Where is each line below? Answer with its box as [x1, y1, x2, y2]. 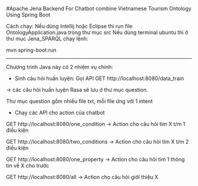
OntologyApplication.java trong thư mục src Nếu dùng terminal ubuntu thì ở [6, 29, 189, 36]
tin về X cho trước [6, 162, 49, 169]
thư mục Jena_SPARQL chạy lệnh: [6, 35, 88, 42]
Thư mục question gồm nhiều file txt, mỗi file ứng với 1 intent [6, 98, 153, 105]
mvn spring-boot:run [6, 46, 57, 54]
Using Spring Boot [6, 11, 51, 18]
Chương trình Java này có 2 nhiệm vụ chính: [6, 64, 114, 70]
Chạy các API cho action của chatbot [14, 109, 105, 116]
